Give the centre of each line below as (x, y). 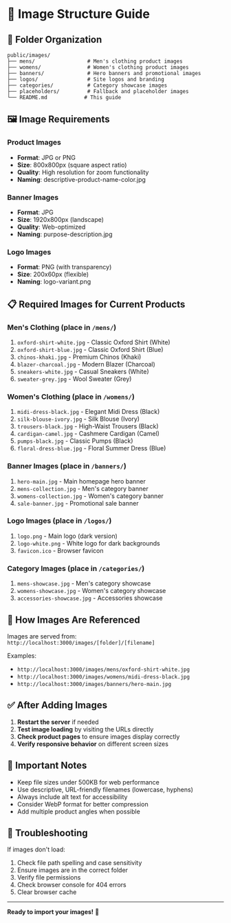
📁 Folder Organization (55, 40)
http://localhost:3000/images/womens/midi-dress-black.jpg (103, 677)
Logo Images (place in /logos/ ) (59, 521)
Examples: (22, 655)
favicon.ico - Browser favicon (60, 550)
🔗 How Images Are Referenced (74, 620)
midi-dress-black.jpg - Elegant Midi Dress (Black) (88, 412)
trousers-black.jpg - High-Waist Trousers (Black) (88, 426)
